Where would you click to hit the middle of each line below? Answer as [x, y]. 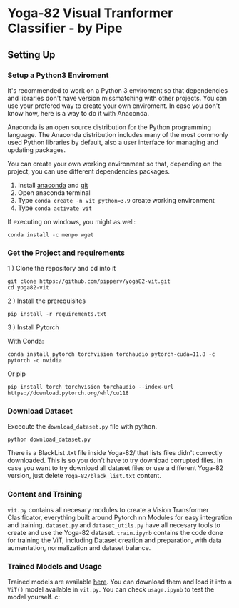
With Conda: [26, 342]
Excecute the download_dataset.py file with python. [82, 427]
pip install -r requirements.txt [57, 314]
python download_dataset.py [49, 440]
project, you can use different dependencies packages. [88, 171]
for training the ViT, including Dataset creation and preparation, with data [115, 540]
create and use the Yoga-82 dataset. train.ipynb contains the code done [115, 532]
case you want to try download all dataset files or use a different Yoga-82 [115, 468]
